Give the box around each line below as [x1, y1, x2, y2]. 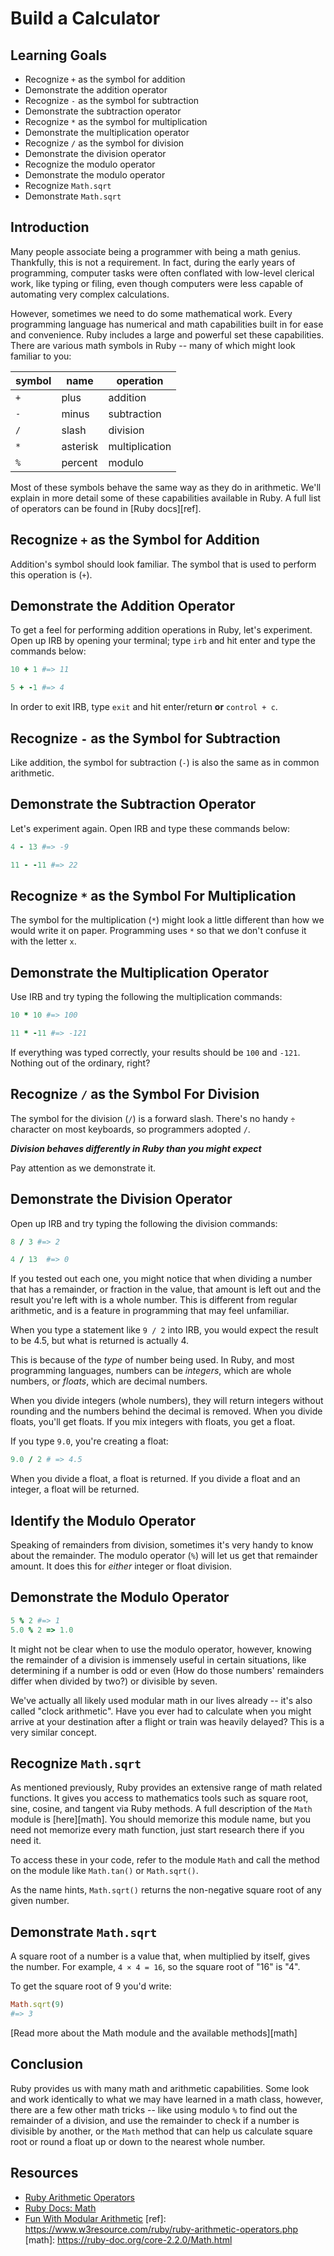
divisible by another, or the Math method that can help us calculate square [10, 2125, 313, 2137]
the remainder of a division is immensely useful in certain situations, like [10, 1653, 307, 1666]
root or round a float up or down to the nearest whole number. [10, 2135, 266, 2147]
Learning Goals [10, 47, 108, 64]
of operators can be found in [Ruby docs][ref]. [10, 502, 202, 514]
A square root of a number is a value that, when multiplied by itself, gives [10, 1950, 311, 1962]
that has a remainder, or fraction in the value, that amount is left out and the [10, 1283, 322, 1296]
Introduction [10, 219, 90, 236]
